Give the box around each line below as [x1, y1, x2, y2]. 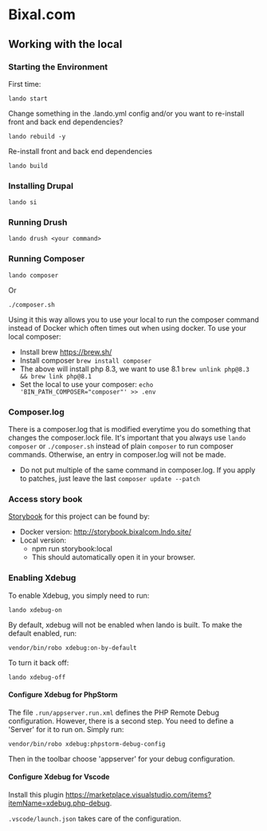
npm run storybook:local [31, 544, 113, 554]
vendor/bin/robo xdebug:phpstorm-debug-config [8, 739, 166, 748]
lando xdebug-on [8, 606, 62, 614]
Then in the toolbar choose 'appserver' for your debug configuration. [8, 754, 235, 763]
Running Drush [8, 217, 68, 228]
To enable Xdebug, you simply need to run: [8, 590, 150, 600]
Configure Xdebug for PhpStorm [8, 690, 118, 700]
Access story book [8, 493, 83, 504]
